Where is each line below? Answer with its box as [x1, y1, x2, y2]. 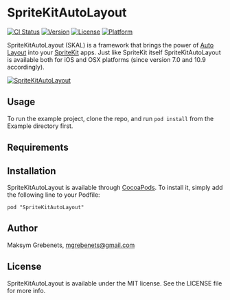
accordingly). [7, 63, 45, 71]
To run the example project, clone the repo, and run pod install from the [7, 114, 214, 122]
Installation [7, 165, 56, 177]
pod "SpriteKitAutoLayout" [7, 204, 84, 211]
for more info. [7, 286, 46, 294]
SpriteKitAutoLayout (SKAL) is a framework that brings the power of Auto [7, 41, 214, 49]
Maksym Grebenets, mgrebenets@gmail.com [7, 241, 135, 249]
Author [7, 222, 38, 235]
